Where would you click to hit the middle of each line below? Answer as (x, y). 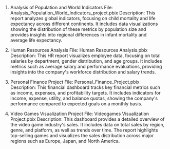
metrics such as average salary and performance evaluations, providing (86, 67)
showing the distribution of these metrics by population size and (78, 29)
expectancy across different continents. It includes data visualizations (84, 24)
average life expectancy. (36, 40)
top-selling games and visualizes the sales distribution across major (82, 135)
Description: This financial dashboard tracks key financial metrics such (85, 87)
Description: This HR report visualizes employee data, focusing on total (85, 55)
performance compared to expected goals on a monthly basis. (76, 104)
